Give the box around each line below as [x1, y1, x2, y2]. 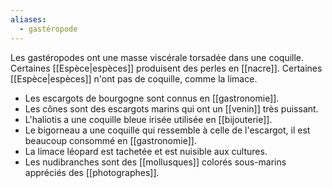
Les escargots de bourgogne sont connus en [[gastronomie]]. [24, 92, 280, 104]
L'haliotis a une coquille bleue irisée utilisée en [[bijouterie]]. [24, 113, 273, 125]
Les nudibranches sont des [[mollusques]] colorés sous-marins [24, 156, 287, 168]
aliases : [10, 14, 47, 25]
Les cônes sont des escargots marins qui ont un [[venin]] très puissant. [24, 102, 319, 115]
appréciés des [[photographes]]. [24, 166, 160, 178]
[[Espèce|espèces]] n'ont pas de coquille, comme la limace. [10, 72, 258, 85]
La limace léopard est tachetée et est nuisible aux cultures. [24, 145, 268, 157]
